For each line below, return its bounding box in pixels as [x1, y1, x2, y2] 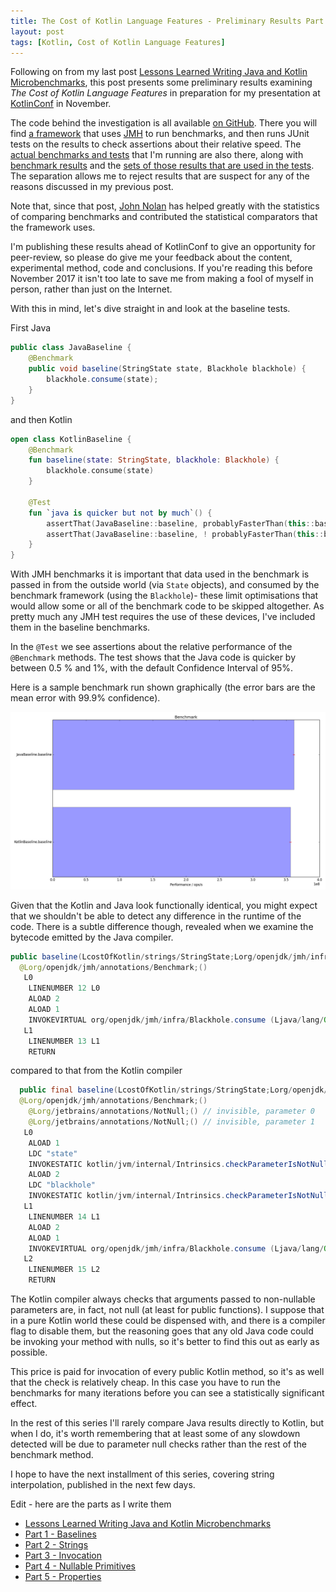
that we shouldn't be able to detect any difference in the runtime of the [10, 910, 302, 922]
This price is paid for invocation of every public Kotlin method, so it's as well [10, 1366, 325, 1377]
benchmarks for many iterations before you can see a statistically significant [10, 1387, 325, 1399]
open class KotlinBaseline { [10, 434, 132, 444]
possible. [10, 1346, 48, 1358]
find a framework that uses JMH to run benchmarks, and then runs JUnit [10, 128, 310, 140]
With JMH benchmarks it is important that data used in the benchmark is [10, 568, 310, 580]
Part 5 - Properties [24, 1571, 102, 1582]
